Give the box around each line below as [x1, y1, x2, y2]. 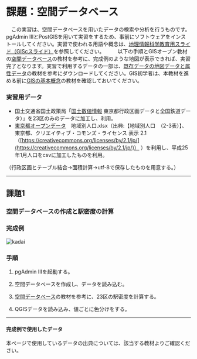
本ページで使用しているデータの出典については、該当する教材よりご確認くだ [6, 340, 191, 347]
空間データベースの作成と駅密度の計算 [6, 207, 114, 216]
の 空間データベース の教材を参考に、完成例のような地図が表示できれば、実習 [6, 55, 191, 62]
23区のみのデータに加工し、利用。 [32, 115, 116, 122]
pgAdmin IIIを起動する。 [14, 268, 73, 275]
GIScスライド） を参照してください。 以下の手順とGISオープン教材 [16, 47, 188, 54]
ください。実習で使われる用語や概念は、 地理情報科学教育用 [31, 40, 175, 47]
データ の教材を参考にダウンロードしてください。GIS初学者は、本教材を [11, 70, 184, 77]
